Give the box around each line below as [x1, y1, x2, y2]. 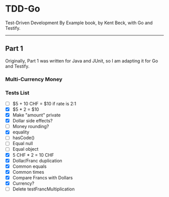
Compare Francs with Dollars [12, 174, 73, 180]
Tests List [5, 89, 30, 96]
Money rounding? [12, 123, 49, 129]
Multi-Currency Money [5, 76, 63, 83]
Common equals [12, 163, 47, 169]
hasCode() [12, 135, 35, 141]
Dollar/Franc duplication [12, 157, 62, 164]
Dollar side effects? [12, 118, 53, 124]
